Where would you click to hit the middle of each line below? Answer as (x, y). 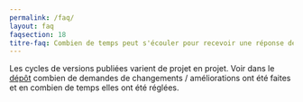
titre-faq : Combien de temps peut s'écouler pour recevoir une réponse (147, 43)
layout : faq (32, 26)
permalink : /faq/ (42, 18)
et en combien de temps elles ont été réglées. (94, 88)
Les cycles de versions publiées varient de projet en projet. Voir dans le (142, 69)
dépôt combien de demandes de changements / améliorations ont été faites (150, 79)
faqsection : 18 (38, 34)
